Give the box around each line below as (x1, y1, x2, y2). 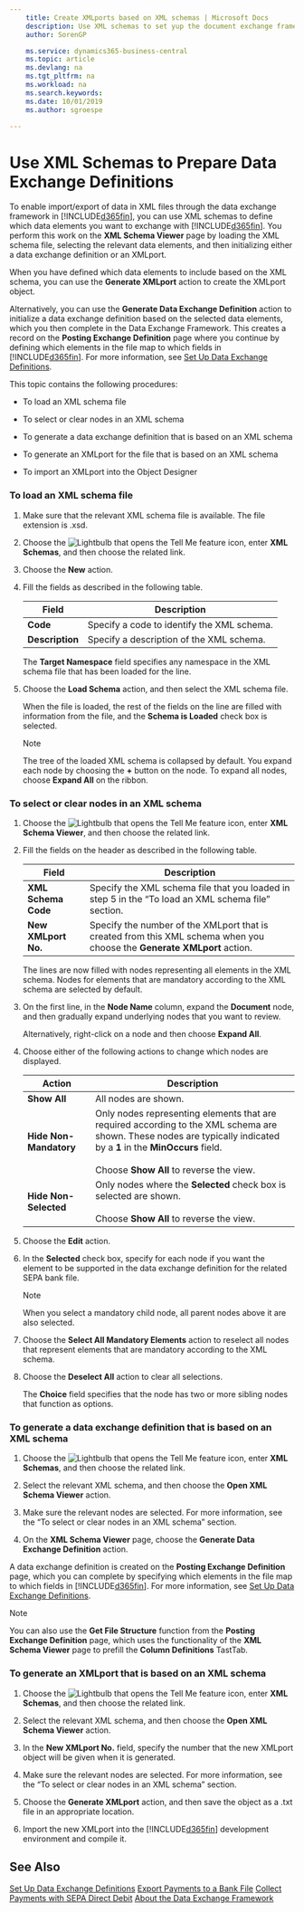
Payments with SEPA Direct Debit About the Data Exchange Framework (9, 1893, 274, 1904)
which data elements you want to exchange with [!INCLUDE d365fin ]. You (9, 221, 282, 232)
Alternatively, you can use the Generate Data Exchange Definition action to (9, 304, 292, 315)
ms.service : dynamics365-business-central (25, 46, 188, 55)
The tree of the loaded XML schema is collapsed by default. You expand (22, 755, 292, 766)
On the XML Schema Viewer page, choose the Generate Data (22, 1535, 255, 1546)
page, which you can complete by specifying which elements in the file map (9, 1571, 293, 1582)
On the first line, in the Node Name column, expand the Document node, (22, 1001, 295, 1012)
